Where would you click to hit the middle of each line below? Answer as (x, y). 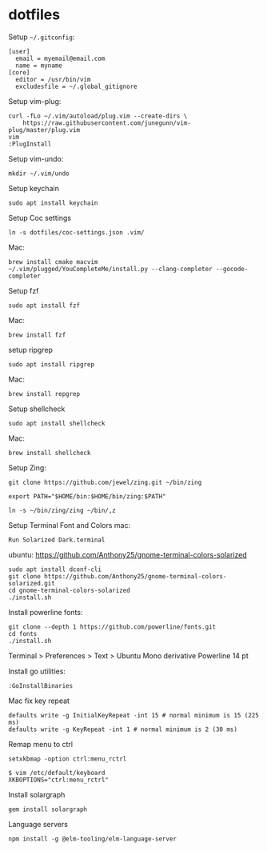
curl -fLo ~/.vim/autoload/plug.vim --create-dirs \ (98, 116)
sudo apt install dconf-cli (55, 569)
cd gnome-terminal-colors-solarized (69, 590)
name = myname (39, 66)
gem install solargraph (48, 809)
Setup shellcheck (37, 409)
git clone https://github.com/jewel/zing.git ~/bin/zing (105, 482)
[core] (19, 72)
